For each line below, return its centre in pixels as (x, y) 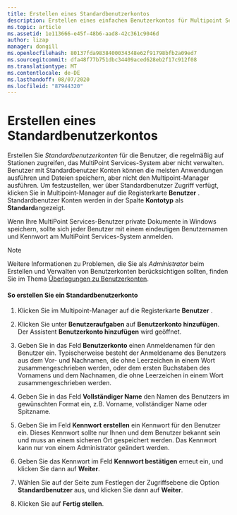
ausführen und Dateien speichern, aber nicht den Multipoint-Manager (108, 178)
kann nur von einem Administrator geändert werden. (93, 448)
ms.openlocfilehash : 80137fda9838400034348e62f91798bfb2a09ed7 (102, 54)
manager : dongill (33, 47)
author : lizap (28, 40)
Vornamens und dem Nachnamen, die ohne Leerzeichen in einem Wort (120, 375)
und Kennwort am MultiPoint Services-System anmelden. (91, 236)
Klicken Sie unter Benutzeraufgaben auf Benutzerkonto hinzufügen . (119, 325)
